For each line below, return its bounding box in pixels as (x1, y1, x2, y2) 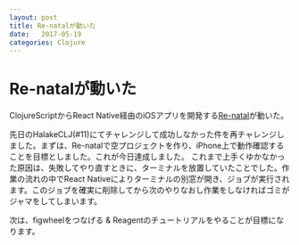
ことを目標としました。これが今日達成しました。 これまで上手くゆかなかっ (9, 151, 286, 162)
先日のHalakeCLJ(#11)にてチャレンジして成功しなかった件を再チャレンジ (9, 129, 277, 140)
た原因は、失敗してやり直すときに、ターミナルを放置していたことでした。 (9, 162, 283, 174)
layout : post (9, 12, 58, 22)
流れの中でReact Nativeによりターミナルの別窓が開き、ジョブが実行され (24, 174, 290, 184)
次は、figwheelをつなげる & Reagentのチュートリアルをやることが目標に (9, 215, 277, 225)
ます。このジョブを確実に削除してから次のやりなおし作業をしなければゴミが (9, 184, 290, 196)
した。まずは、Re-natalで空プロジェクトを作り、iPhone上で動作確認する (16, 140, 285, 151)
